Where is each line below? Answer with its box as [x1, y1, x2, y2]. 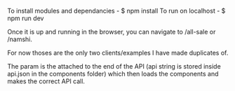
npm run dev [7, 14, 44, 22]
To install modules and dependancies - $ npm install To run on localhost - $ [7, 7, 226, 15]
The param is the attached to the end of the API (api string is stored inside [7, 62, 221, 70]
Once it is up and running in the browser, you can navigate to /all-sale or [7, 28, 216, 36]
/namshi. [7, 35, 33, 43]
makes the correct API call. [7, 77, 86, 85]
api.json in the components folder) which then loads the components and [7, 70, 219, 78]
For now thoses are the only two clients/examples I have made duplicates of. [7, 49, 229, 57]
